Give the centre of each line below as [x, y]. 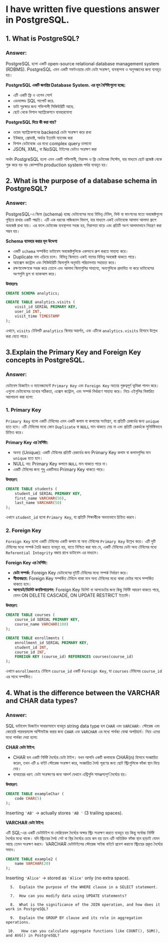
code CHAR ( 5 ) [28, 798]
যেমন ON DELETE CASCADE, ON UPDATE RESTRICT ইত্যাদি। [72, 595]
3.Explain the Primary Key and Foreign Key [73, 352]
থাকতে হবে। [22, 584]
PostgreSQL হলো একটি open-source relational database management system [82, 63]
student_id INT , [32, 647]
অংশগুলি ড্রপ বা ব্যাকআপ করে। [35, 274]
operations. [18, 922]
